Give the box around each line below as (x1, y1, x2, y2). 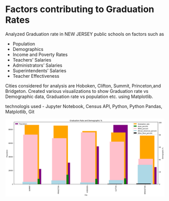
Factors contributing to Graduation (5, 4, 154, 15)
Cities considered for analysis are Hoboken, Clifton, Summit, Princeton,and (5, 82, 161, 89)
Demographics (12, 46, 44, 52)
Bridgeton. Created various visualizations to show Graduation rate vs (5, 88, 149, 94)
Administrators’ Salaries (12, 62, 62, 68)
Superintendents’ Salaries (12, 67, 67, 74)
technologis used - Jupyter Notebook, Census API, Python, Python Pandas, (5, 103, 163, 109)
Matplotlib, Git (5, 109, 34, 115)
